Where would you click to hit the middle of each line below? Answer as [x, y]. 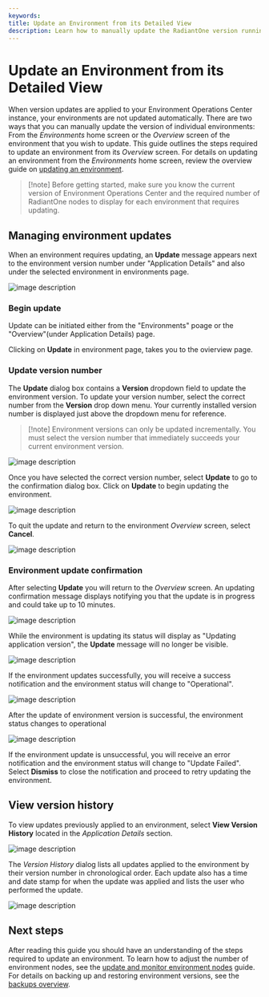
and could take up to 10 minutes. [62, 605]
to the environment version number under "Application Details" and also [127, 263]
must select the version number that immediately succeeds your [134, 437]
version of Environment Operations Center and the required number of [144, 193]
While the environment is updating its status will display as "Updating [122, 636]
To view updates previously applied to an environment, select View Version [133, 825]
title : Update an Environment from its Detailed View [100, 23]
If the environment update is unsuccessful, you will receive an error [119, 755]
